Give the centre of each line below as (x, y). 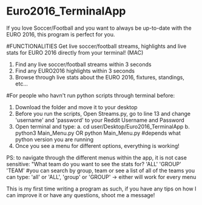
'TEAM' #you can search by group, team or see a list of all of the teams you (101, 170)
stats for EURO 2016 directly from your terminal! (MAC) (75, 52)
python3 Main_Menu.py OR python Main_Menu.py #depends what (98, 133)
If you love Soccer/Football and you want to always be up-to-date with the (99, 28)
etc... (22, 84)
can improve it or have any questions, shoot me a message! (81, 195)
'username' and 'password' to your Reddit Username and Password (99, 120)
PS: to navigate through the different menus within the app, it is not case (96, 157)
